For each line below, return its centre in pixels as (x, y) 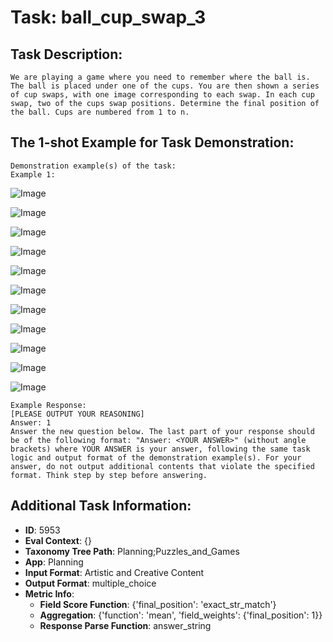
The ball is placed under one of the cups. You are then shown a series (165, 86)
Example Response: (48, 405)
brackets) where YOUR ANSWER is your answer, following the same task (160, 449)
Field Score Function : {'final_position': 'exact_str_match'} (158, 604)
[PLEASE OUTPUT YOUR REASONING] (77, 414)
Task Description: (66, 54)
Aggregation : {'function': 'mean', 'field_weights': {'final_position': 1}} (181, 615)
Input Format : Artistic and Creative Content (114, 572)
